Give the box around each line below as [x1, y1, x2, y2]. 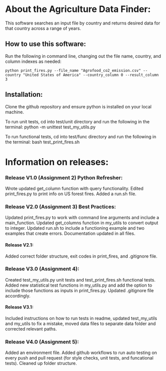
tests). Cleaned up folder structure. [5, 361, 77, 367]
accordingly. [5, 293, 31, 299]
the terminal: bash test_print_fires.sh [5, 139, 80, 145]
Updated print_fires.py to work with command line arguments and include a [5, 215, 160, 221]
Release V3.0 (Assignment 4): [5, 266, 80, 273]
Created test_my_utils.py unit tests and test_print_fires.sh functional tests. [5, 277, 156, 283]
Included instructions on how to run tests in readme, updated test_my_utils [5, 316, 158, 322]
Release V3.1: [5, 304, 34, 310]
